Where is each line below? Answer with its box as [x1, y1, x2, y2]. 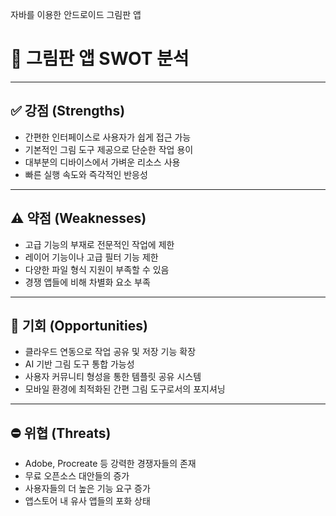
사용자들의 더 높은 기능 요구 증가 [24, 483, 151, 495]
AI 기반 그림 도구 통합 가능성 [24, 358, 135, 370]
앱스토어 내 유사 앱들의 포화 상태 [24, 495, 151, 507]
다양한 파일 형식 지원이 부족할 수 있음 [24, 263, 170, 275]
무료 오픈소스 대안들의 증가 [24, 470, 130, 482]
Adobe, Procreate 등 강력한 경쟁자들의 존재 [24, 458, 197, 470]
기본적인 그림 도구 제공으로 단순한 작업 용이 [24, 143, 194, 155]
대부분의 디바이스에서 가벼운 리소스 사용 [24, 156, 181, 168]
